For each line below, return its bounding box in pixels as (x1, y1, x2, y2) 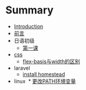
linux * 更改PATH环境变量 (13, 77, 76, 85)
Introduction (13, 23, 44, 30)
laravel (13, 64, 30, 71)
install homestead (22, 71, 65, 78)
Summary (5, 4, 53, 17)
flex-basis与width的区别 (22, 58, 81, 65)
